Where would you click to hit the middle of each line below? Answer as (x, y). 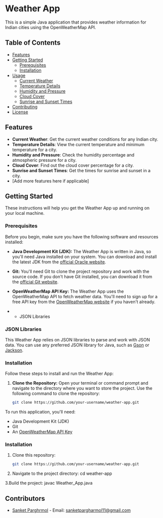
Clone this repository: (34, 455)
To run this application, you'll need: (40, 412)
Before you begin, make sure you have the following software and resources (82, 236)
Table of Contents (33, 43)
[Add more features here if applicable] (51, 181)
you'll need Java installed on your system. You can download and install (84, 257)
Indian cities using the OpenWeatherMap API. (51, 27)
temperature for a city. (35, 150)
